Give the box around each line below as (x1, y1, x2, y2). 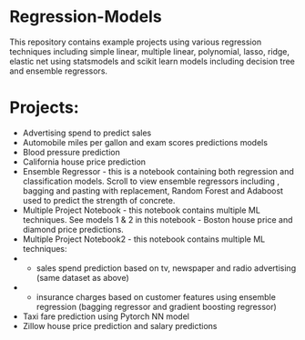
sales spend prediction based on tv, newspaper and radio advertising (36, 262, 297, 274)
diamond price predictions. (22, 224, 125, 235)
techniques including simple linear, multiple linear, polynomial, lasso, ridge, (9, 45, 290, 56)
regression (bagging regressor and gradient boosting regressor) (36, 301, 278, 312)
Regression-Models (9, 6, 162, 27)
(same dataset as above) (36, 272, 129, 283)
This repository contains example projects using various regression (9, 36, 262, 47)
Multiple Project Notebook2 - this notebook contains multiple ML (22, 234, 266, 245)
